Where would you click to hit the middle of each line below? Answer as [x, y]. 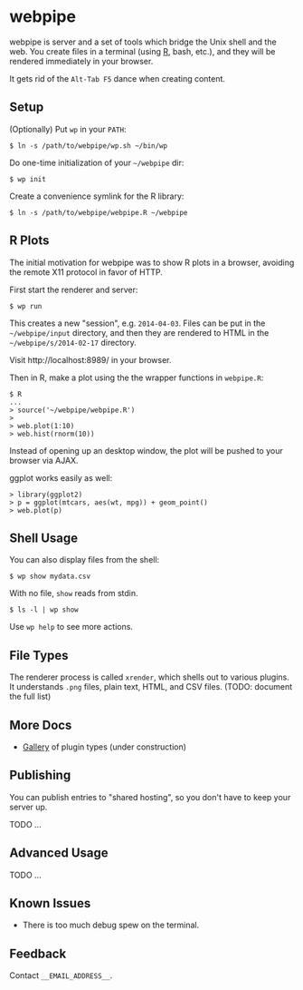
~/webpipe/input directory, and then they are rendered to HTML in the [139, 332]
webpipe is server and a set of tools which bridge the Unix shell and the [143, 42]
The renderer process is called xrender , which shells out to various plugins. [149, 677]
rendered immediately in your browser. [81, 61]
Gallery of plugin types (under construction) [104, 747]
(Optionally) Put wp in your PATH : [68, 129]
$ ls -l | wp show [44, 610]
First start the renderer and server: [74, 289]
